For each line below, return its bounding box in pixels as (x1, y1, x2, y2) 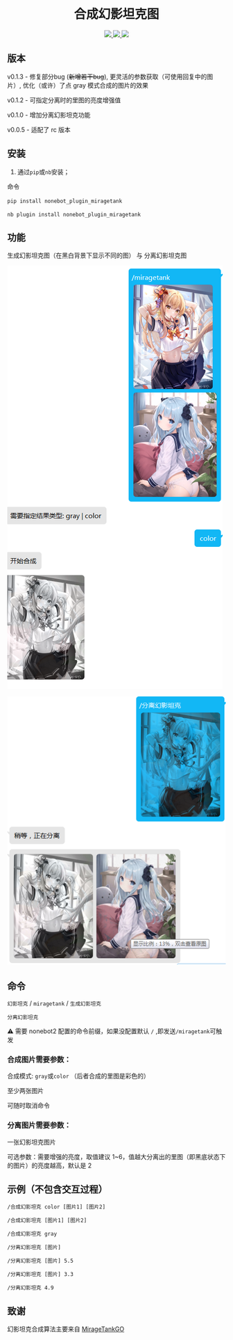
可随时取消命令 (7, 1101, 50, 1110)
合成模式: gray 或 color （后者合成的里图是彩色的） (7, 1072, 150, 1080)
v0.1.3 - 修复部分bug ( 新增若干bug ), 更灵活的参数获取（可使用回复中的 (7, 72, 207, 81)
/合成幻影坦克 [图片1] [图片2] (7, 1217, 87, 1225)
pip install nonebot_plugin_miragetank (7, 198, 123, 205)
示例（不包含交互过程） (7, 1183, 107, 1195)
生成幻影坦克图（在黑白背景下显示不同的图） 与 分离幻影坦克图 (7, 251, 187, 260)
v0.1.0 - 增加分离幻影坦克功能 (7, 111, 91, 119)
